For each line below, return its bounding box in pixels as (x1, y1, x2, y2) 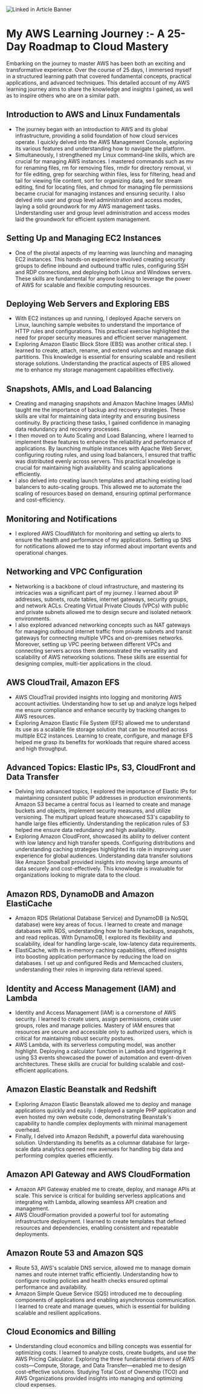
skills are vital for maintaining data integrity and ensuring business (14, 413, 180, 420)
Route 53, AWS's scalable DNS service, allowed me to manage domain (14, 1264, 191, 1271)
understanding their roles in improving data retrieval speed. (14, 966, 163, 974)
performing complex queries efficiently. (14, 1151, 114, 1159)
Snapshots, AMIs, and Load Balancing (6, 384, 152, 394)
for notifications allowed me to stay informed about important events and (14, 543, 197, 550)
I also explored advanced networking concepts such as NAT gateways (14, 621, 190, 629)
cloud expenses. (14, 1381, 56, 1389)
